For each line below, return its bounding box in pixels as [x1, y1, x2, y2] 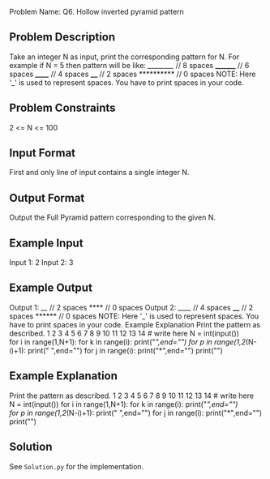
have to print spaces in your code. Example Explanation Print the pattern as [9, 319, 261, 329]
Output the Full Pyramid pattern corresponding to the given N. [9, 212, 216, 222]
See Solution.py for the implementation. [9, 461, 144, 471]
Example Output [9, 281, 92, 295]
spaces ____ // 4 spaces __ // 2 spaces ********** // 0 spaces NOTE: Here [9, 69, 256, 79]
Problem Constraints [9, 101, 116, 115]
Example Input [9, 236, 84, 250]
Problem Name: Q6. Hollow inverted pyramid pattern [9, 7, 185, 16]
